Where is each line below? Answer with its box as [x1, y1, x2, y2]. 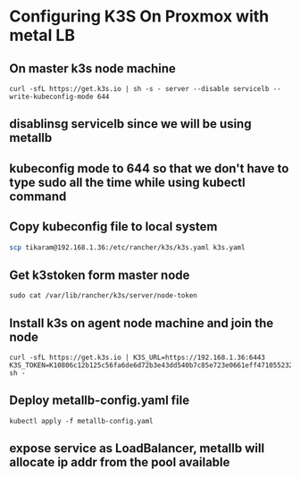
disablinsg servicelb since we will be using [9, 116, 252, 131]
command [9, 189, 67, 204]
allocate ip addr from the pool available [9, 455, 230, 470]
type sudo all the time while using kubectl [9, 174, 246, 189]
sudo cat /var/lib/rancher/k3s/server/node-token [9, 291, 198, 300]
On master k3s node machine [9, 61, 177, 76]
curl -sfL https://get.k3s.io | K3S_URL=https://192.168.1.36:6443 [9, 353, 266, 363]
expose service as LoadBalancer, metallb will [9, 440, 265, 457]
